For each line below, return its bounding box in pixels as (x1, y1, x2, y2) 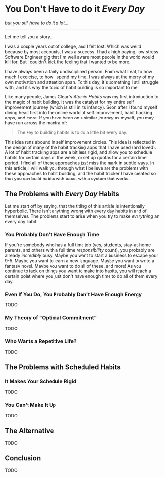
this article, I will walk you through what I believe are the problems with (5, 165, 148, 171)
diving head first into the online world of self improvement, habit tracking (5, 109, 153, 115)
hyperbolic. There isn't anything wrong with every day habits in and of (5, 208, 147, 214)
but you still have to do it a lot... (5, 20, 69, 26)
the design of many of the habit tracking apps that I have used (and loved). (5, 144, 156, 150)
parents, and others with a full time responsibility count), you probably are (5, 247, 155, 253)
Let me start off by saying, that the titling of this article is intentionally (5, 203, 145, 209)
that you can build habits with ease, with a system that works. (5, 176, 130, 181)
